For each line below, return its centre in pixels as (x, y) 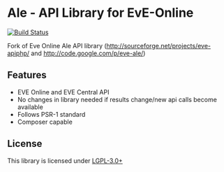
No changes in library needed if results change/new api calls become (117, 99)
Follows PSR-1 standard (51, 114)
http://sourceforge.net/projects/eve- (159, 45)
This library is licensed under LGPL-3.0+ (65, 160)
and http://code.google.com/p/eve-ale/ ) (88, 53)
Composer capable (45, 122)
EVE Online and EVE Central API (63, 92)
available (30, 107)
